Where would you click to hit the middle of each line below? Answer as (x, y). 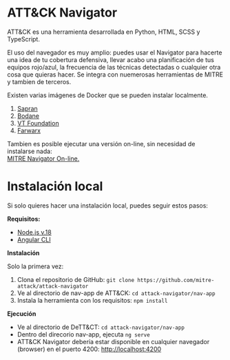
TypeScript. (23, 39)
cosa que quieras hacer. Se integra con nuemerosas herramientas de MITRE (115, 74)
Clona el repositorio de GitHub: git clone (76, 279)
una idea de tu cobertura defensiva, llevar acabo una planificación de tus (111, 59)
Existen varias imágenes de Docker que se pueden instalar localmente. (108, 95)
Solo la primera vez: (35, 266)
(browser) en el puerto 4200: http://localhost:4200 (89, 349)
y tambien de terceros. (39, 81)
